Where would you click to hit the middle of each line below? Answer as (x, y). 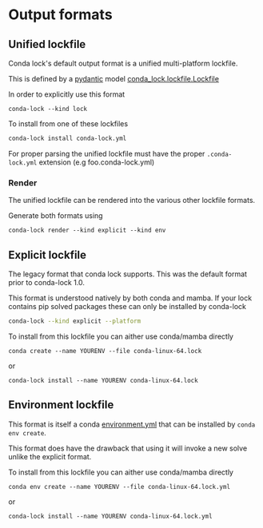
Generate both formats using (56, 216)
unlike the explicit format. (50, 456)
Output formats (61, 15)
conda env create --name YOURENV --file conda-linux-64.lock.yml (119, 486)
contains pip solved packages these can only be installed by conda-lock (127, 306)
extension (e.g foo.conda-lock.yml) (97, 162)
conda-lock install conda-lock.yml (68, 138)
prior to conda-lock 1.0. (47, 282)
